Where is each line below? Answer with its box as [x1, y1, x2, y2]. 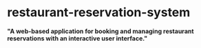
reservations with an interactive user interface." [7, 34, 148, 42]
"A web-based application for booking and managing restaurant [7, 27, 194, 35]
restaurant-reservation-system [7, 5, 191, 20]
